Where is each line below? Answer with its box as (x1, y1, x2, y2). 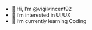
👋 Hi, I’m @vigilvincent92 (11, 6, 72, 12)
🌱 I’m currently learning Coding (11, 18, 87, 24)
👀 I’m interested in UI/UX (11, 12, 71, 18)
